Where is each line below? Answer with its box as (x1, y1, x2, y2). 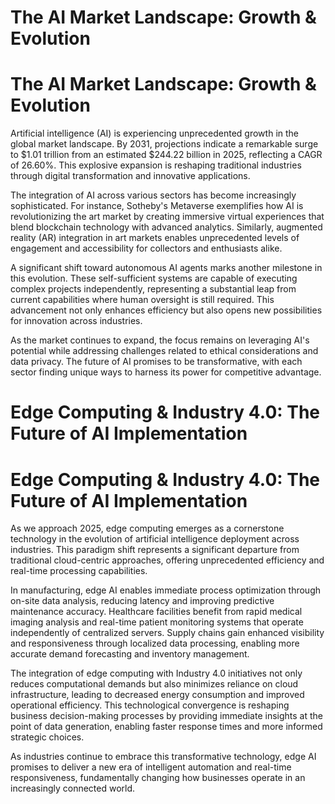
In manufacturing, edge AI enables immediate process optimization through (10, 584, 321, 596)
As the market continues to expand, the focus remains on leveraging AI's (10, 334, 310, 346)
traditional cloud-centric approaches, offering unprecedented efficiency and (10, 554, 325, 566)
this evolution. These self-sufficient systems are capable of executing (10, 272, 298, 285)
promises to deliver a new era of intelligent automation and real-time (10, 761, 292, 773)
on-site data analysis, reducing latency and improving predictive (10, 595, 275, 607)
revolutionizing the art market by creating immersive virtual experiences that (10, 211, 325, 223)
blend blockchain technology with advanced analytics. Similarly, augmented (10, 221, 323, 233)
